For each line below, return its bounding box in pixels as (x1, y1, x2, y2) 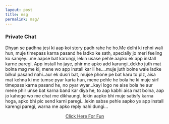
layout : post (5, 7, 33, 13)
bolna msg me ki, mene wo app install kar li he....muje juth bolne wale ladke (5, 66, 162, 72)
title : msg (5, 12, 28, 17)
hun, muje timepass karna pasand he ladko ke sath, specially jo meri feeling (5, 50, 162, 56)
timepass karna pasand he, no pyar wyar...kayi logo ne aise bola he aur (5, 82, 153, 88)
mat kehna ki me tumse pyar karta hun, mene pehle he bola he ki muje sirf (5, 76, 159, 83)
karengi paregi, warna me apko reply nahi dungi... (5, 103, 108, 109)
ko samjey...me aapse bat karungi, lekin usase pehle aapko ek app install (5, 55, 156, 61)
